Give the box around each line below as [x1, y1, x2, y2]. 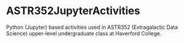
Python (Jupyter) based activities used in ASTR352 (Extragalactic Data [6, 24, 178, 31]
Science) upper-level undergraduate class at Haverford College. [6, 29, 162, 37]
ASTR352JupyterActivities [6, 4, 140, 18]
